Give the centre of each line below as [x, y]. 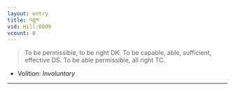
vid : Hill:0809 [29, 26]
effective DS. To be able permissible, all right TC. [95, 60]
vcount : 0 [22, 33]
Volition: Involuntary [46, 74]
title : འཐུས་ [24, 20]
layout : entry [28, 14]
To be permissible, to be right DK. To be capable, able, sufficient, [118, 53]
